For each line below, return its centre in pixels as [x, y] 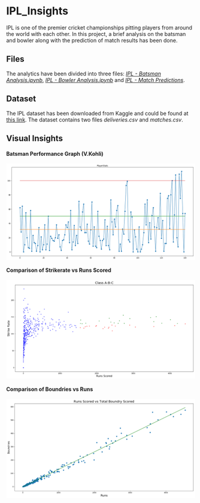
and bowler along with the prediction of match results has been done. [92, 40]
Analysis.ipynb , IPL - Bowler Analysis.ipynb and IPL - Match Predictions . [96, 80]
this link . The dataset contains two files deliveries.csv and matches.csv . [95, 119]
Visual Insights [35, 138]
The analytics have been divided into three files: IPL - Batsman [84, 74]
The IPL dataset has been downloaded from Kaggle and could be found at [97, 113]
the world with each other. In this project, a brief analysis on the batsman [96, 34]
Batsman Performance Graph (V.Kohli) [55, 153]
